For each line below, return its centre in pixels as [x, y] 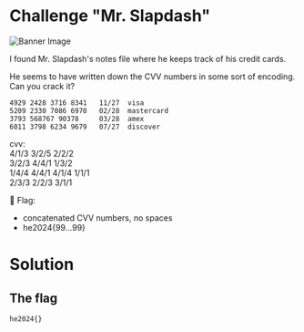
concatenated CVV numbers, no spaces [97, 218]
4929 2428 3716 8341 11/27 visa [77, 103]
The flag [34, 298]
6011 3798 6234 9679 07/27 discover [85, 127]
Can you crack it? [42, 86]
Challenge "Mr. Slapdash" [110, 16]
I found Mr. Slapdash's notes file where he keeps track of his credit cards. [148, 58]
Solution [42, 265]
